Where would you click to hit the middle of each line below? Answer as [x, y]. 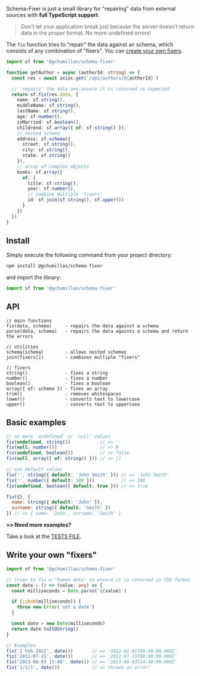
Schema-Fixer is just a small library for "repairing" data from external [91, 9]
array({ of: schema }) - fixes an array [57, 388]
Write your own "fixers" [52, 555]
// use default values [34, 469]
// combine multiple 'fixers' [65, 194]
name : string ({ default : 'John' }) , [57, 502]
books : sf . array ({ [40, 172]
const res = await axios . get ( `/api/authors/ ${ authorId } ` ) [85, 78]
